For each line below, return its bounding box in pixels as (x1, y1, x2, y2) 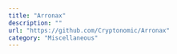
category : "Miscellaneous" (8, 33, 99, 42)
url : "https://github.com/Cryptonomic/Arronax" (8, 26, 171, 34)
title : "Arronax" (8, 11, 66, 20)
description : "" (8, 19, 62, 27)
